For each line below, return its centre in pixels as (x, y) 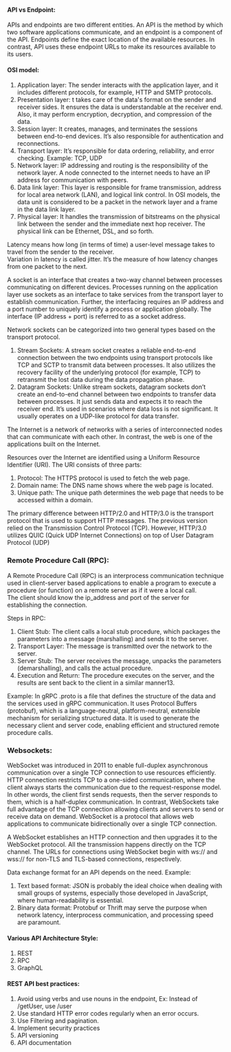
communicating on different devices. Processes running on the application (113, 287)
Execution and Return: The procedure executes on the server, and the (116, 675)
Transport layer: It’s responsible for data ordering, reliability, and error (115, 151)
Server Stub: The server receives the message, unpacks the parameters (119, 661)
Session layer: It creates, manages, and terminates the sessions (107, 129)
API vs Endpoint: (32, 10)
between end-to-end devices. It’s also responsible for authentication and (120, 136)
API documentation (44, 1043)
